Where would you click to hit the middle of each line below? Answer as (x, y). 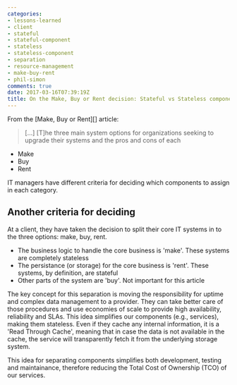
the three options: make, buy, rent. (57, 236)
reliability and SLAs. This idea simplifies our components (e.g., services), (113, 316)
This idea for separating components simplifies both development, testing (115, 360)
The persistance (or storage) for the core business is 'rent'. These (113, 265)
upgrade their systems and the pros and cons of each (103, 140)
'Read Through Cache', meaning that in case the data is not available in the (116, 331)
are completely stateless (53, 257)
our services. (26, 375)
